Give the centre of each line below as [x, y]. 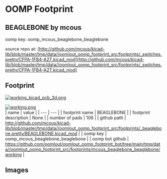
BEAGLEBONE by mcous [43, 28]
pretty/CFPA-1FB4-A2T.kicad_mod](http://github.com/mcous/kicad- [75, 60]
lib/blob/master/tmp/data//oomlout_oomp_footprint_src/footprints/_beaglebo [83, 128]
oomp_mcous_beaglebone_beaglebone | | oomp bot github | [67, 139]
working [14, 154]
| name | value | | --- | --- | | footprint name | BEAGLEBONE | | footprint [78, 112]
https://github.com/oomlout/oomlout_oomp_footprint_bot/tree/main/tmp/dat [83, 144]
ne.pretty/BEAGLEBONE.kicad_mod [41, 133]
